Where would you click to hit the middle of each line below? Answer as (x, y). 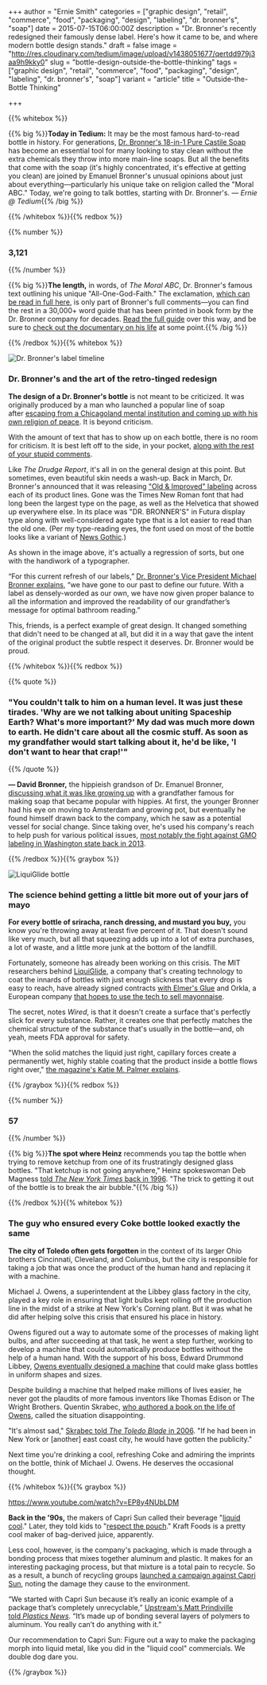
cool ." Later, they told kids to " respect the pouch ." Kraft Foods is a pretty (127, 1526)
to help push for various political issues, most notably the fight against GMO (132, 835)
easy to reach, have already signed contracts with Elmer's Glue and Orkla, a (132, 988)
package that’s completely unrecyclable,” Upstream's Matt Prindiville (121, 1607)
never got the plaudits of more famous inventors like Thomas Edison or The (132, 1398)
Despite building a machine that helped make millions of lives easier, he (125, 1389)
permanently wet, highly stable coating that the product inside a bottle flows (133, 1061)
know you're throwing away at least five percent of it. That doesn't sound (128, 931)
